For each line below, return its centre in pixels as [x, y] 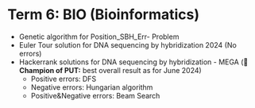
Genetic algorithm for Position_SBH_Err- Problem [99, 37]
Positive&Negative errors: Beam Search [95, 95]
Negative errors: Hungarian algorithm [92, 87]
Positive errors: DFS [64, 79]
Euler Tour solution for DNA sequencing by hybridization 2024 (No [128, 44]
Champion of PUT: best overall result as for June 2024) [110, 70]
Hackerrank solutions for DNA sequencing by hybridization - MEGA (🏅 [133, 62]
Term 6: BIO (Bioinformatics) [104, 15]
